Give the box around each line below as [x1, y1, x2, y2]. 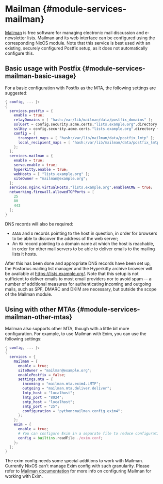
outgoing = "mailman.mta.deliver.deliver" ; [22, 386, 112, 391]
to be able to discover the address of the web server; [12, 235, 118, 241]
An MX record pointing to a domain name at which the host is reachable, [12, 241, 154, 246]
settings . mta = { [17, 377, 53, 382]
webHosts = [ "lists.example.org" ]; [14, 171, 90, 177]
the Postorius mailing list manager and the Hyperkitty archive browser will [5, 265, 153, 271]
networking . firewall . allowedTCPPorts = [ [9, 190, 95, 194]
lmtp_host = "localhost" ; [22, 390, 75, 396]
